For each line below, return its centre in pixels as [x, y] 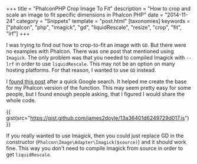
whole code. [21, 100]
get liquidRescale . [29, 155]
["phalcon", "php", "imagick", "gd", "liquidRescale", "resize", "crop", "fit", [94, 27]
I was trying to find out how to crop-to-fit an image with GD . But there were [96, 45]
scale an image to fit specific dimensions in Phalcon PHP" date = [85, 15]
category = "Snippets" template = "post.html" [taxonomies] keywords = [103, 21]
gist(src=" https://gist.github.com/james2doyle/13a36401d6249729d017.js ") [98, 118]
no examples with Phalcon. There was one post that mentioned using [90, 51]
